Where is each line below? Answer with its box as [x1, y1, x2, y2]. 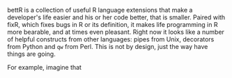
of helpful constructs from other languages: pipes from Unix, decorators [7, 35, 215, 43]
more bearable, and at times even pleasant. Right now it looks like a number [7, 28, 225, 36]
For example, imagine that [7, 64, 82, 71]
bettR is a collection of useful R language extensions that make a [7, 6, 193, 14]
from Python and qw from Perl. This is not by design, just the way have [7, 43, 208, 50]
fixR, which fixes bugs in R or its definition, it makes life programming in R [7, 21, 218, 28]
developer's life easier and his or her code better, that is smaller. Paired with [7, 13, 226, 21]
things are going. [7, 50, 56, 58]
